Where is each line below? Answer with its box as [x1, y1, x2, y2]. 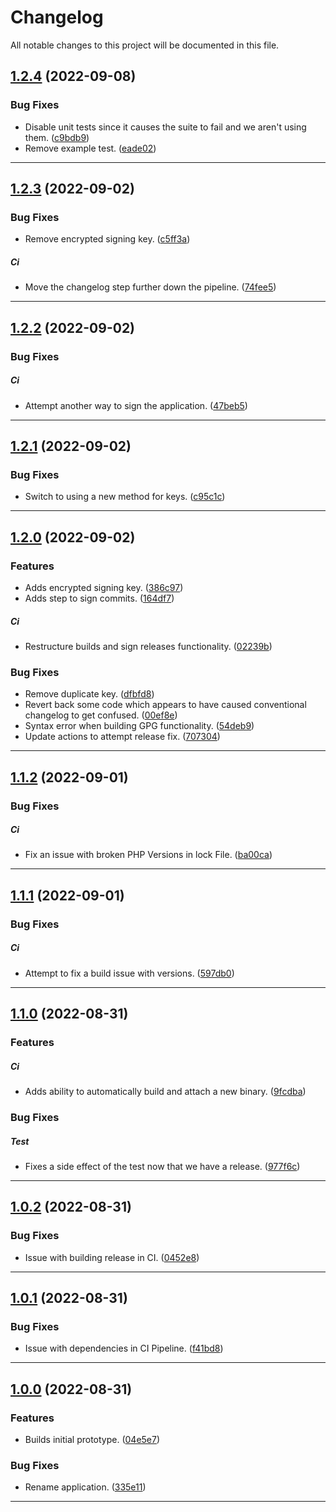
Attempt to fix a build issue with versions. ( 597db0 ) [24, 967, 235, 979]
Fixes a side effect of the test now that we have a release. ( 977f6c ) [24, 1160, 301, 1172]
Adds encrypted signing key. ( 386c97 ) [24, 581, 184, 593]
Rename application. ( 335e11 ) [24, 1481, 147, 1493]
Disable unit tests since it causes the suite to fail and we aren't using [24, 121, 307, 133]
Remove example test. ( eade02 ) [24, 142, 157, 154]
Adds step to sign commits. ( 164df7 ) [24, 592, 175, 604]
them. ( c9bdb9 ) [24, 131, 90, 143]
